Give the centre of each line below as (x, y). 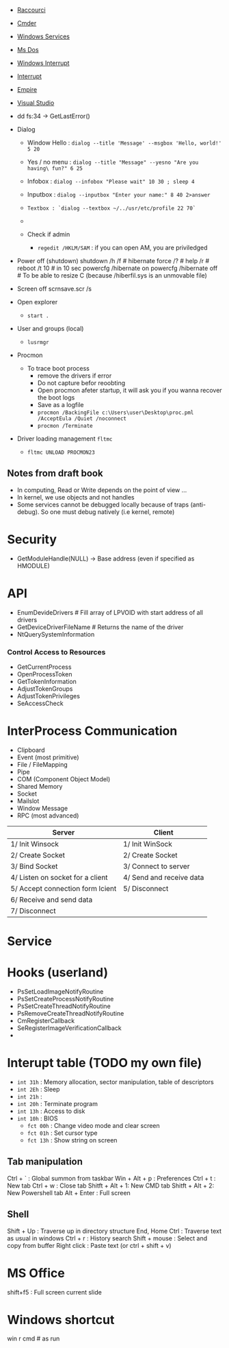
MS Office (36, 1273)
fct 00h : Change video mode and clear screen (94, 1125)
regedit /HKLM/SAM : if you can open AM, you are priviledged (122, 247)
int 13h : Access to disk (51, 1111)
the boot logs (56, 397)
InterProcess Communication (92, 731)
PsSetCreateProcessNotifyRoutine (65, 999)
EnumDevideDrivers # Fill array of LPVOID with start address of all (110, 612)
